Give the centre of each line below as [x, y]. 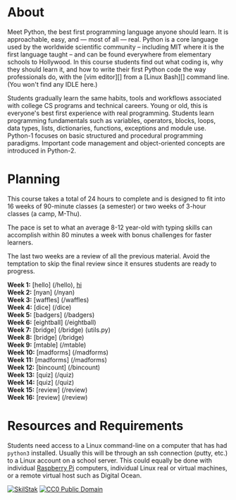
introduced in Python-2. [42, 150]
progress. [21, 271]
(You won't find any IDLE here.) [52, 84]
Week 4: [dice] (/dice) [39, 307]
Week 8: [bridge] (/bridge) [46, 337]
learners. [20, 242]
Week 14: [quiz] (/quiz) [41, 382]
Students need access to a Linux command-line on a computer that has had [117, 445]
